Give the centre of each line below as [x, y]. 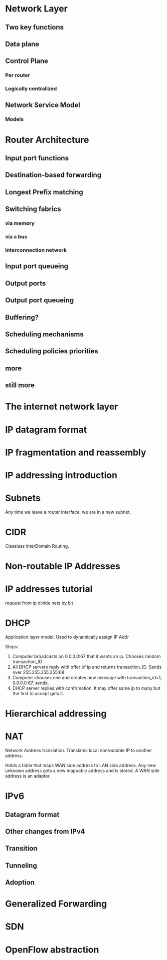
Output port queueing [40, 300]
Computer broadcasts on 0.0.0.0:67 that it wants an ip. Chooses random [86, 656]
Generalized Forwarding [56, 904]
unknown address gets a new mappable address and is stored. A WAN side [82, 771]
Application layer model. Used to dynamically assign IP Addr [67, 637]
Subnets [23, 498]
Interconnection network [36, 250]
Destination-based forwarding [53, 175]
